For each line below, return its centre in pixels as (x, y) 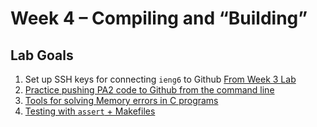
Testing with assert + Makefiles (90, 111)
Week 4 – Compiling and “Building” (159, 18)
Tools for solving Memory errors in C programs (121, 100)
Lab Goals (42, 55)
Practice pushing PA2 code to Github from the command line (149, 90)
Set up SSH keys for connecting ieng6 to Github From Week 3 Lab (160, 79)
